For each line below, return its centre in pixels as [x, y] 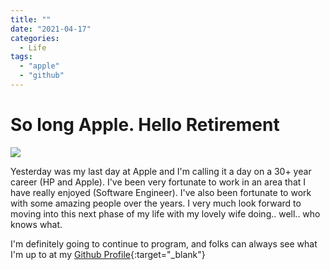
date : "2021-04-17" [51, 29]
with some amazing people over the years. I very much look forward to [156, 203]
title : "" [31, 19]
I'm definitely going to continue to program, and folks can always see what [164, 243]
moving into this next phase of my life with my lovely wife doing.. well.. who [165, 213]
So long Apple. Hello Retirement [145, 125]
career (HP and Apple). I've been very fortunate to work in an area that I [158, 182]
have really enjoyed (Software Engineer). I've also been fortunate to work [161, 192]
